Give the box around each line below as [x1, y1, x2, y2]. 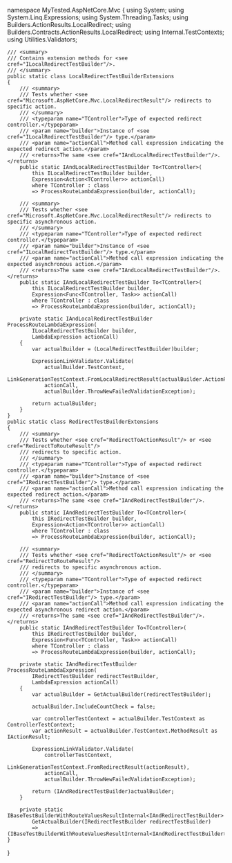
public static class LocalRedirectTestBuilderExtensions [7, 73, 175, 80]
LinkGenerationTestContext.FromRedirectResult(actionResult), [7, 764, 190, 771]
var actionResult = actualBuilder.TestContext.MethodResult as [32, 727, 217, 734]
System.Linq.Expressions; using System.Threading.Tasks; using [7, 13, 188, 21]
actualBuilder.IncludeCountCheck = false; [32, 703, 156, 710]
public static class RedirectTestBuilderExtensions [7, 418, 159, 425]
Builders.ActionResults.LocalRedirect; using [7, 21, 131, 28]
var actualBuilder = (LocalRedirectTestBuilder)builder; [32, 346, 199, 353]
